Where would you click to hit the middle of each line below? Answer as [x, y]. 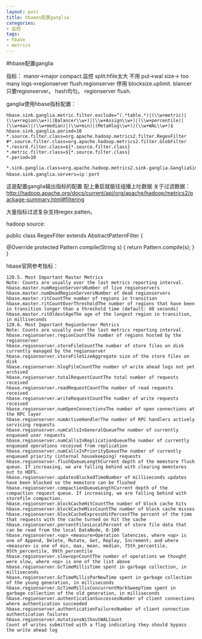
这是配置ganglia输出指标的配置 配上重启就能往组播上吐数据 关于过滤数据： [98, 186]
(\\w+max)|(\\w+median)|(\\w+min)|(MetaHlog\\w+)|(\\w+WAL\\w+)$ [90, 126]
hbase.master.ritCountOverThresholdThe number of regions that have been [101, 304]
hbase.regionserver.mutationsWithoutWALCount [64, 619]
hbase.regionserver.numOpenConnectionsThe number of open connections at [101, 409]
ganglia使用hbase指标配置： [41, 103]
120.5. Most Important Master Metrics [55, 277]
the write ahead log [32, 630]
